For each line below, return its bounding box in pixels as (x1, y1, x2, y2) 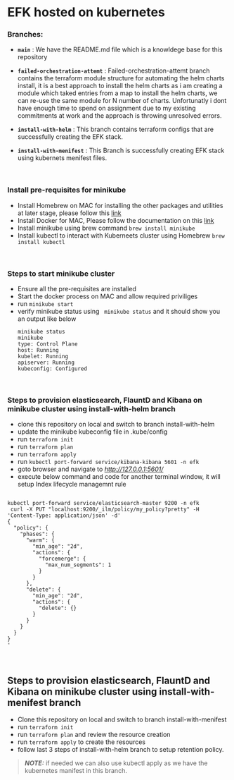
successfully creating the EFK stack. (17, 133, 124, 141)
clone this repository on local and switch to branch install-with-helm (17, 420, 215, 429)
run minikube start (17, 300, 74, 308)
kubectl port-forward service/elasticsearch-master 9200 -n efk (7, 500, 200, 507)
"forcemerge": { (38, 555, 86, 563)
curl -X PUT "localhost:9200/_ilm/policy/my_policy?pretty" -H (10, 506, 200, 513)
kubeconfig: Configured (17, 365, 88, 372)
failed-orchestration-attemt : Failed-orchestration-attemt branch (17, 66, 210, 75)
